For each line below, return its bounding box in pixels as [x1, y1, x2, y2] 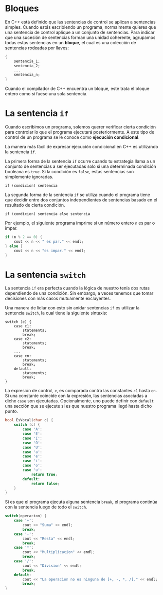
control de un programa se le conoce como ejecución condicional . [5, 134, 140, 140]
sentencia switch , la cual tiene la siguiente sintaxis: [5, 310, 108, 316]
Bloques [5, 3, 39, 14]
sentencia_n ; [14, 72, 40, 77]
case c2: [14, 337, 32, 342]
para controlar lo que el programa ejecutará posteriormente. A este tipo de [5, 129, 155, 135]
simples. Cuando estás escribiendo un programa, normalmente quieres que [5, 24, 157, 30]
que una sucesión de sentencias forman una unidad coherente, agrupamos [5, 35, 156, 40]
